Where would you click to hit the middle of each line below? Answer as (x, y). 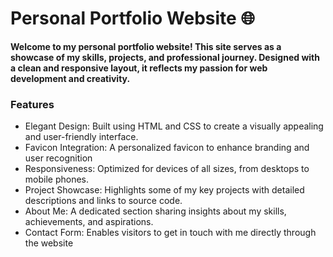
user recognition (58, 158)
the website (49, 243)
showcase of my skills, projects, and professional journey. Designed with (165, 57)
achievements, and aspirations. (89, 222)
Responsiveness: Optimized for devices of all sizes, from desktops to (167, 169)
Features (32, 104)
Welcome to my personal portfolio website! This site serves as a (146, 46)
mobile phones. (57, 179)
